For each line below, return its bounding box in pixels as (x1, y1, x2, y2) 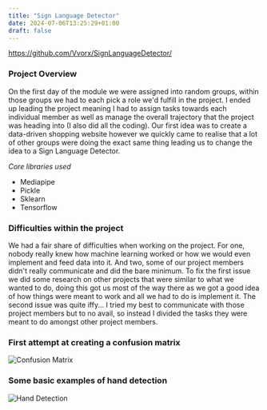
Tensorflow (19, 202, 58, 212)
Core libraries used (8, 161, 72, 171)
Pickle (19, 185, 41, 195)
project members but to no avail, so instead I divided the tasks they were (8, 308, 248, 318)
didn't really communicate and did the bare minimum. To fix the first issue (8, 265, 251, 276)
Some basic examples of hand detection (8, 375, 168, 386)
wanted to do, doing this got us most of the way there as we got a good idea (8, 283, 260, 293)
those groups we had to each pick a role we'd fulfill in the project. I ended (8, 95, 251, 105)
